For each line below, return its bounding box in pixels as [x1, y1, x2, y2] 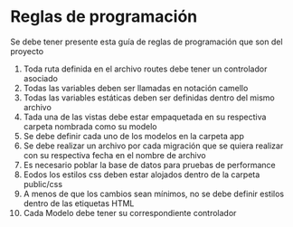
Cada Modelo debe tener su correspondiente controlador [23, 207, 237, 218]
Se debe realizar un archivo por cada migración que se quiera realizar [23, 140, 284, 151]
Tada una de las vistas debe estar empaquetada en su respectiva [23, 111, 267, 122]
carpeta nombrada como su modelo [23, 120, 157, 132]
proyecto [10, 45, 44, 56]
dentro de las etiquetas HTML [23, 197, 135, 209]
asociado [23, 72, 58, 83]
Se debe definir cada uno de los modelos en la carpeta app [23, 130, 245, 141]
